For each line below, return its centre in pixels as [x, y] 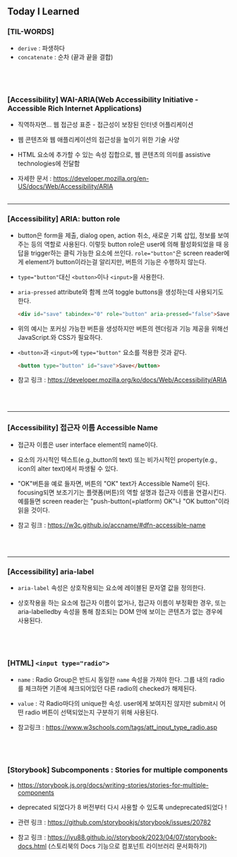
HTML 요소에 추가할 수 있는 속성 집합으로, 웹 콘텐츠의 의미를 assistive [114, 155]
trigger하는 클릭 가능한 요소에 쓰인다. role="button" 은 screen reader [127, 253]
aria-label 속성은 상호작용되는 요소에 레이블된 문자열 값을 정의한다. [111, 588]
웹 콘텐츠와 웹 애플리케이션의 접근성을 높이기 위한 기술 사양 [98, 140]
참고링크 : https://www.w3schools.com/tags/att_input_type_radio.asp [117, 727]
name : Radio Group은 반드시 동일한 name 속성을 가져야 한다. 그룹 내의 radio [121, 679]
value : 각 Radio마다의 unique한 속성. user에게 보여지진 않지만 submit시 [118, 703]
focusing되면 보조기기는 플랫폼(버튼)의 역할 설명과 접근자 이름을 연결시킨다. [122, 492]
